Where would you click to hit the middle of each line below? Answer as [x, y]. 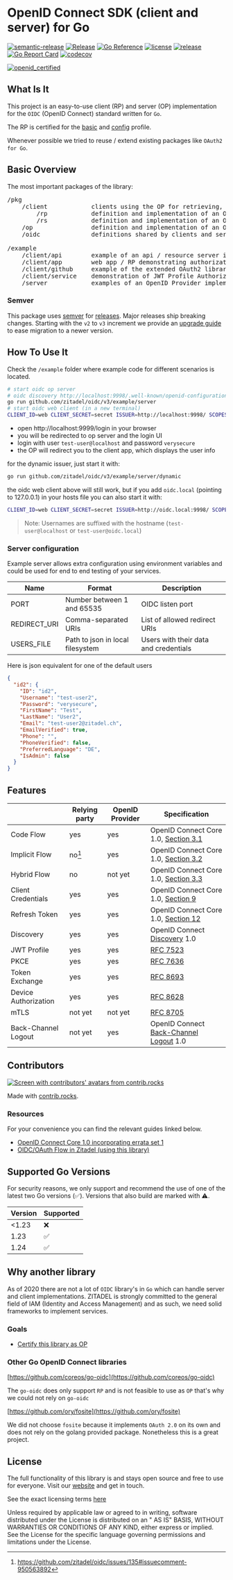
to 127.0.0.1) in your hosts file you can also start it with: [85, 497]
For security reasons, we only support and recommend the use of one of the [116, 1188]
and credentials [166, 648]
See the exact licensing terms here [57, 1499]
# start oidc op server [42, 389]
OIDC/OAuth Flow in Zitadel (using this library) [83, 1150]
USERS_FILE [31, 644]
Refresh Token [34, 914]
